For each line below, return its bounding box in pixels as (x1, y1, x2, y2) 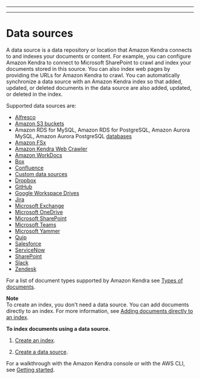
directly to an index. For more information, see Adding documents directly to (6, 307, 193, 314)
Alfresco (14, 114, 36, 121)
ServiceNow (14, 246, 45, 253)
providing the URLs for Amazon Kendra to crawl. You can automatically (6, 71, 180, 79)
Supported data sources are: (6, 102, 76, 109)
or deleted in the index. (6, 90, 63, 98)
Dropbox (14, 177, 37, 184)
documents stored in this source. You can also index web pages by (6, 65, 171, 72)
